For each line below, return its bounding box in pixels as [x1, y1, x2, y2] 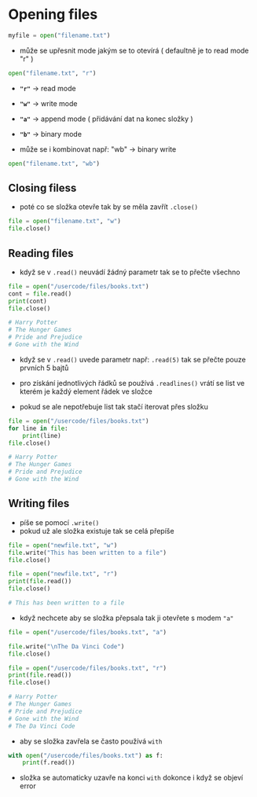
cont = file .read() [8, 289, 72, 298]
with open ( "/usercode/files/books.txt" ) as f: [8, 751, 163, 759]
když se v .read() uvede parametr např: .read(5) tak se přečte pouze [19, 354, 246, 364]
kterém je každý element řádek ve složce [19, 387, 153, 396]
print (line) [22, 432, 61, 439]
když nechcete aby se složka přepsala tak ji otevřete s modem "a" [19, 613, 234, 623]
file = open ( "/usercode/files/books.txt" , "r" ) [8, 664, 167, 672]
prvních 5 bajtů [19, 363, 69, 373]
